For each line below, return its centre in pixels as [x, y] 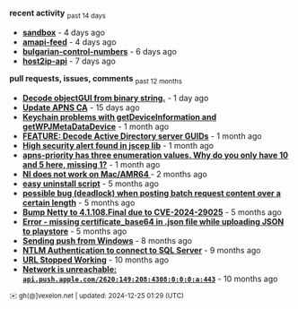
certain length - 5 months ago [79, 202]
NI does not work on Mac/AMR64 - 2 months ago [115, 174]
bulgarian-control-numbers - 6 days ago [100, 51]
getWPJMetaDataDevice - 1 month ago [96, 126]
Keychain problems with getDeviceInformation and [119, 116]
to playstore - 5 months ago [74, 231]
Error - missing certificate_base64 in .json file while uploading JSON [153, 221]
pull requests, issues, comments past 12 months [96, 79]
